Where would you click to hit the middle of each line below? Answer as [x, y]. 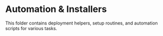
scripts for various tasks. [31, 28]
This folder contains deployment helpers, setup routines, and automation [81, 23]
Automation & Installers [56, 9]
